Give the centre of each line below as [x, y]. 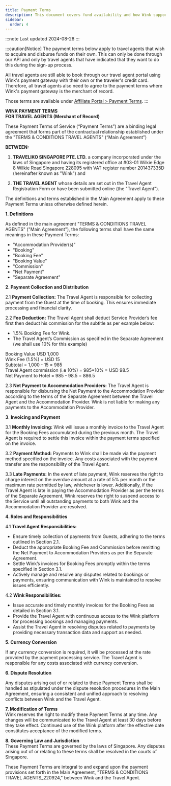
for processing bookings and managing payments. [65, 621]
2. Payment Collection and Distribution [47, 287]
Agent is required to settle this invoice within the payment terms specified [82, 438]
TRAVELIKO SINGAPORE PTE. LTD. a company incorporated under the [87, 157]
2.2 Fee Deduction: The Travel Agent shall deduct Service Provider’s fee [81, 318]
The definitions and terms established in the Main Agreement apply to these [85, 199]
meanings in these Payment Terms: [42, 235]
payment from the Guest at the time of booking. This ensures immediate [81, 303]
